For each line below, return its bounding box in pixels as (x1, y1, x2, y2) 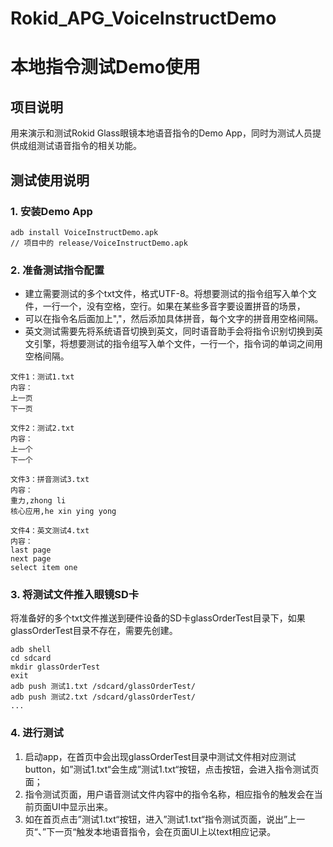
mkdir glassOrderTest (10, 662, 101, 672)
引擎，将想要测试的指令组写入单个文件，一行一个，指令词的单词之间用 (33, 338, 323, 350)
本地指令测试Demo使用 (10, 56, 201, 79)
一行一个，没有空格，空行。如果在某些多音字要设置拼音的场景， (42, 300, 306, 312)
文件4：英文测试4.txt (10, 526, 90, 536)
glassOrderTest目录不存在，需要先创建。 (10, 625, 178, 637)
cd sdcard (10, 653, 52, 664)
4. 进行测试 (10, 726, 64, 740)
